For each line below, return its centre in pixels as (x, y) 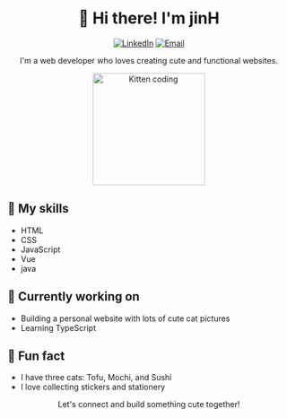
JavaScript (40, 249)
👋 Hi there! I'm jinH (149, 18)
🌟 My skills (38, 209)
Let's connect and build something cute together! (149, 405)
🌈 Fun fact (36, 356)
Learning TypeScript (58, 327)
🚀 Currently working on (74, 296)
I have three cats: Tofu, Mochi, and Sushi (96, 378)
